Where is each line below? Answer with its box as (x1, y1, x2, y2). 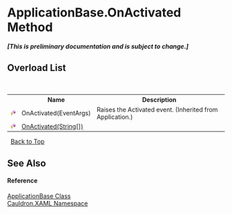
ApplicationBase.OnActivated (7, 5, 182, 21)
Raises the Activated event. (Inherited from (96, 105, 218, 114)
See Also (7, 157, 46, 169)
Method (7, 19, 53, 35)
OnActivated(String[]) (21, 122, 84, 130)
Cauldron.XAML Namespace (7, 199, 88, 207)
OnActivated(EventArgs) (21, 109, 91, 117)
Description (142, 96, 177, 104)
